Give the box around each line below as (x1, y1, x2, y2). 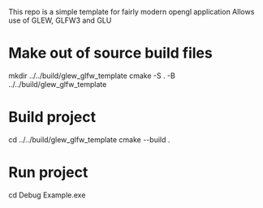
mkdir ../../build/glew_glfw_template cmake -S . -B (8, 71, 176, 80)
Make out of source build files (8, 44, 213, 63)
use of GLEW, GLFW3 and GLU (8, 15, 112, 25)
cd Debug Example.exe (8, 190, 86, 200)
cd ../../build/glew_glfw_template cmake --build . (8, 134, 170, 145)
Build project (8, 108, 96, 127)
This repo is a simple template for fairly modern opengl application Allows (8, 7, 255, 16)
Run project (8, 163, 88, 182)
